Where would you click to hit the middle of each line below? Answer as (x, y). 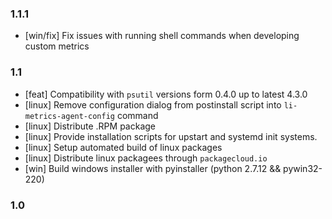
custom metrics (57, 46)
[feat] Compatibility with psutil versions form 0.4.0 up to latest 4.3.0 (166, 94)
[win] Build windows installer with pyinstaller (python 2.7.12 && (153, 168)
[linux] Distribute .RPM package (90, 126)
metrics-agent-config (69, 116)
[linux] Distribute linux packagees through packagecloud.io (146, 158)
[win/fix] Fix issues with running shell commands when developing (162, 36)
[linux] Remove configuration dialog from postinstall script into (153, 104)
